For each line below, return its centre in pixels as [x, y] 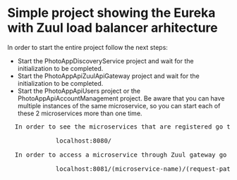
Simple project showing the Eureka [111, 13]
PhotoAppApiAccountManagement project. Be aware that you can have [121, 98]
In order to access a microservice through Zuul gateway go [121, 155]
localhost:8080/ [84, 141]
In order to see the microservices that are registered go [119, 127]
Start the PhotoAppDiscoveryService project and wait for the [105, 60]
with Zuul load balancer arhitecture [113, 28]
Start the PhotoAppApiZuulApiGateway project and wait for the [108, 76]
